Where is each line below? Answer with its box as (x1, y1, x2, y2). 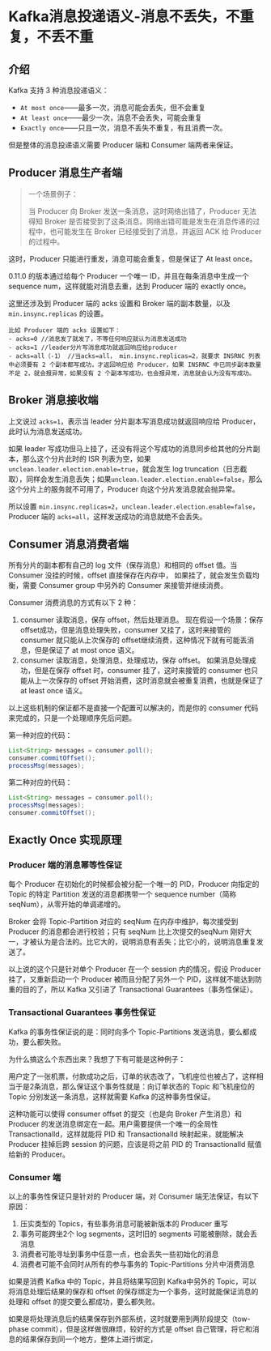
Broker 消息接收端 (8, 394, 99, 407)
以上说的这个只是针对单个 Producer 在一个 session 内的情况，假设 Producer (8, 965, 261, 974)
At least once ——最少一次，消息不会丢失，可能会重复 (19, 113, 202, 122)
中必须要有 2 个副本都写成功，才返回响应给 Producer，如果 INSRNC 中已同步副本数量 (8, 360, 261, 369)
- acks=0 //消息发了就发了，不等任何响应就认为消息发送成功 (8, 335, 188, 343)
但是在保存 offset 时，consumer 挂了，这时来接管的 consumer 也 (34, 666, 252, 675)
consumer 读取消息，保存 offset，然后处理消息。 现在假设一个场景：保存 (19, 615, 264, 624)
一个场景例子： (28, 189, 78, 198)
